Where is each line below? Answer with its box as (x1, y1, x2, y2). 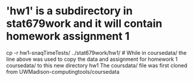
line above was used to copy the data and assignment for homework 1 (6, 55, 178, 63)
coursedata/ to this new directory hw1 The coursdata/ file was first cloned (6, 61, 188, 69)
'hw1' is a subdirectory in (6, 4, 133, 18)
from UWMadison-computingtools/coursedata (6, 68, 120, 75)
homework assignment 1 (6, 30, 130, 43)
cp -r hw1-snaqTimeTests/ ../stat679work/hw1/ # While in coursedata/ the (6, 49, 187, 56)
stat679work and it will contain (6, 17, 163, 30)
